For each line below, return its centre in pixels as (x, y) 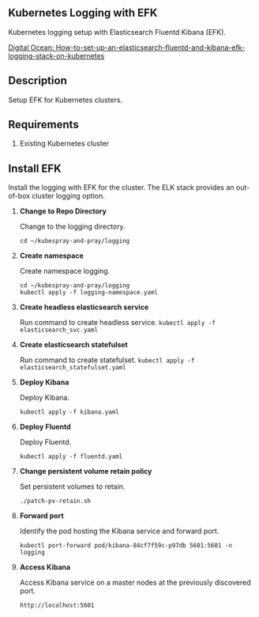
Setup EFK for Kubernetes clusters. (66, 100)
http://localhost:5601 (57, 606)
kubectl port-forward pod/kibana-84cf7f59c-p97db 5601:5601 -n (126, 546)
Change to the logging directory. (72, 227)
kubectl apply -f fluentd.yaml (71, 457)
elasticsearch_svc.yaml (59, 330)
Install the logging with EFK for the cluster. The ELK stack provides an (121, 187)
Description (38, 81)
